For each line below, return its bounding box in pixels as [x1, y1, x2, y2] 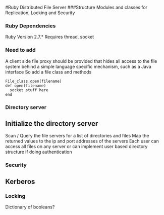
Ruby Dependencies [5, 22, 56, 29]
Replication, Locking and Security [5, 10, 75, 16]
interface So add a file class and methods [5, 68, 92, 75]
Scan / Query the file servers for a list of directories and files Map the [5, 133, 149, 139]
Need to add [5, 47, 36, 54]
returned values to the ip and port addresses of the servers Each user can [5, 138, 159, 144]
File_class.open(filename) [5, 79, 62, 84]
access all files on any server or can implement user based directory [5, 144, 148, 150]
